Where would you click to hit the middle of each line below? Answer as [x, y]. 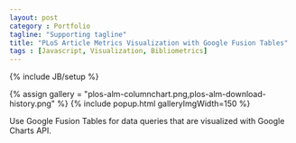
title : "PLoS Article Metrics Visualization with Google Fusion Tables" [149, 43]
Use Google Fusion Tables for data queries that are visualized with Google [147, 121]
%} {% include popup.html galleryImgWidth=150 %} [154, 103]
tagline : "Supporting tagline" [68, 34]
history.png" [32, 103]
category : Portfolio [50, 26]
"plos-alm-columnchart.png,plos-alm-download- [175, 94]
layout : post [34, 18]
